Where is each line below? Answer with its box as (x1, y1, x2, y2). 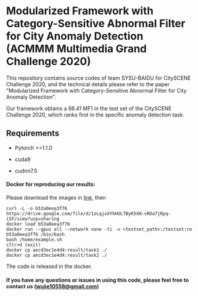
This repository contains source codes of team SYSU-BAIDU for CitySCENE (6, 74, 191, 81)
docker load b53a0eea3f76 (6, 221, 70, 227)
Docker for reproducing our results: (6, 181, 96, 188)
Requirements (6, 128, 59, 138)
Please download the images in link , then (6, 194, 106, 201)
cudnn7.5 (14, 167, 37, 174)
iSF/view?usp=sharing (6, 216, 60, 222)
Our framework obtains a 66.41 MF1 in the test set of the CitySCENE (6, 105, 172, 112)
